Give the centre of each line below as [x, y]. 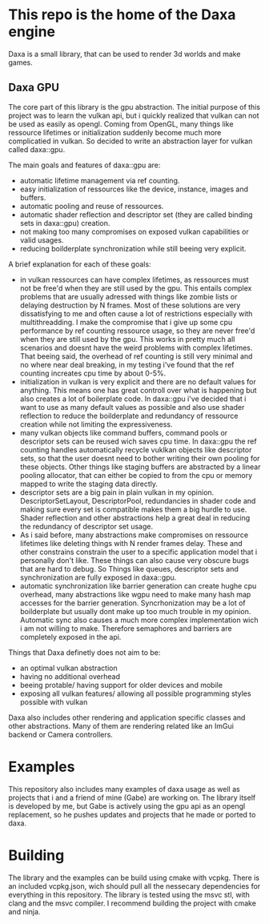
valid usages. [42, 240]
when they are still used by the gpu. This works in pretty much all [127, 339]
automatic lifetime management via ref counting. [100, 180]
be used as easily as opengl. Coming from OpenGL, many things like [121, 124]
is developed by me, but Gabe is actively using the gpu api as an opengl [127, 805]
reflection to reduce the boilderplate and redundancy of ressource [129, 416]
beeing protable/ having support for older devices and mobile [121, 685]
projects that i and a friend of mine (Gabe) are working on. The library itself [132, 797]
